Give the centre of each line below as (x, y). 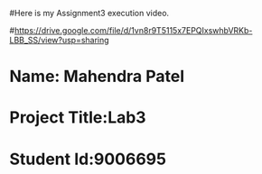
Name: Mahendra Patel (97, 77)
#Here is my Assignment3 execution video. (89, 13)
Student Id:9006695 (88, 159)
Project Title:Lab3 (78, 118)
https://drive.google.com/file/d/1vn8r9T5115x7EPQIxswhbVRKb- (133, 30)
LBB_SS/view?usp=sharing (60, 40)
